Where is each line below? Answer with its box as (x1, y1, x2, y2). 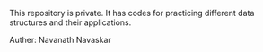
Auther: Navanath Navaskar (9, 35, 112, 45)
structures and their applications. (9, 17, 132, 28)
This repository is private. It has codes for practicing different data (9, 8, 255, 18)
